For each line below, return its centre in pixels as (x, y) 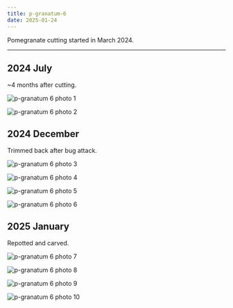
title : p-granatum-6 (37, 14)
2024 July (30, 68)
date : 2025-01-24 (32, 20)
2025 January (38, 226)
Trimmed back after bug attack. (52, 151)
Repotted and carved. (38, 243)
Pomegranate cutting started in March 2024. (70, 40)
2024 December (43, 134)
